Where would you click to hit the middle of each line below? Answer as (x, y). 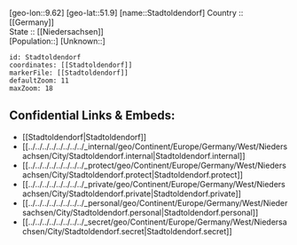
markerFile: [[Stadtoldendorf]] (69, 73)
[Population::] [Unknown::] (58, 41)
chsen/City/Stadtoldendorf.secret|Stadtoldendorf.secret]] (127, 231)
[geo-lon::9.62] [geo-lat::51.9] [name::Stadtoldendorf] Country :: (126, 13)
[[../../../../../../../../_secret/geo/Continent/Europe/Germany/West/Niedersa (155, 222)
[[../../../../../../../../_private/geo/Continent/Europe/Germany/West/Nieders (154, 184)
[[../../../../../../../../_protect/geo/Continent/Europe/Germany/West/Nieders (154, 165)
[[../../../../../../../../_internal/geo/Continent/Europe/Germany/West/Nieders (155, 146)
